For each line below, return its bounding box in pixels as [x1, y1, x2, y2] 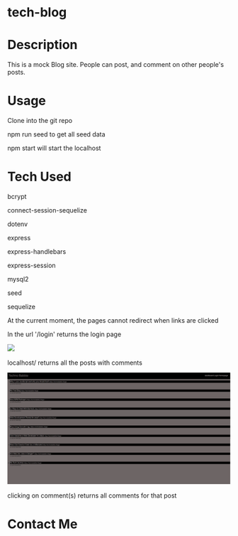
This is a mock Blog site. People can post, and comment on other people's [7, 60, 225, 69]
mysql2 [7, 275, 29, 283]
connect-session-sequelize [7, 206, 87, 214]
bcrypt [7, 193, 27, 200]
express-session [7, 261, 56, 269]
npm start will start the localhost [7, 144, 101, 153]
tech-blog [7, 4, 67, 21]
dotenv [7, 220, 28, 228]
